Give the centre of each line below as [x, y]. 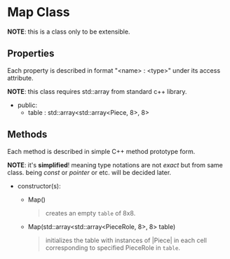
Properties [31, 54]
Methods [27, 135]
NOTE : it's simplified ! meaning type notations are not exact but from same [115, 164]
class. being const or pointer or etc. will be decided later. [89, 172]
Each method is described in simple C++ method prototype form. [101, 151]
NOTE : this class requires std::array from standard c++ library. [97, 91]
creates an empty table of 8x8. [90, 213]
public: [27, 105]
